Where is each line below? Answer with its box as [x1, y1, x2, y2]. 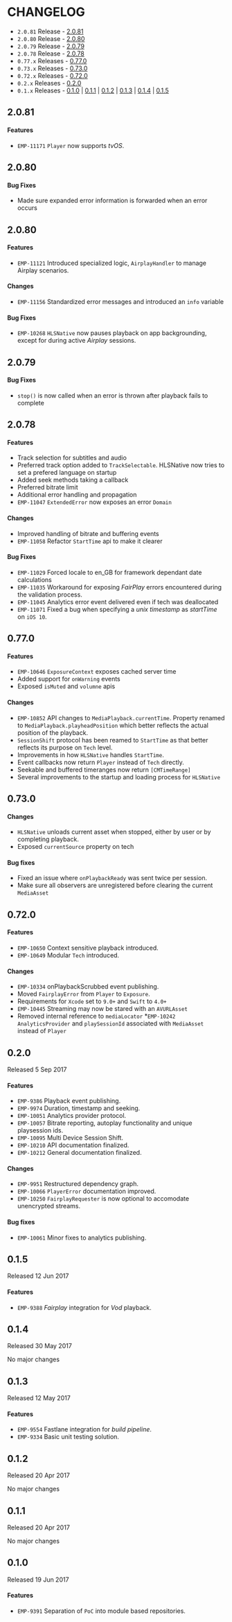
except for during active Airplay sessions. [17, 336, 136, 345]
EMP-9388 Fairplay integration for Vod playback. [17, 1303, 152, 1311]
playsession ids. [17, 1126, 64, 1135]
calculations [17, 575, 52, 584]
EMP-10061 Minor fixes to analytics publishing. [17, 1233, 147, 1242]
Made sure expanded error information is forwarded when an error [17, 196, 208, 205]
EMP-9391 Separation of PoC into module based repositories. [17, 1607, 186, 1615]
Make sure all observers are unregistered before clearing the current [17, 881, 213, 890]
